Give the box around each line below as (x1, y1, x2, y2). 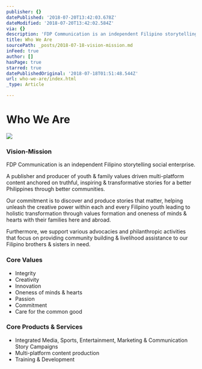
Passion (14, 295, 35, 302)
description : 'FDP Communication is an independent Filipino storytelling (6, 31, 198, 37)
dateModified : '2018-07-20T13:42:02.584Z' (6, 20, 114, 26)
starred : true (6, 64, 42, 71)
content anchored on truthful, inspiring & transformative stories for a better (6, 179, 192, 187)
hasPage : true (6, 59, 42, 65)
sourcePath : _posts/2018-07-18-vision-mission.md (6, 43, 133, 49)
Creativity (14, 276, 40, 283)
